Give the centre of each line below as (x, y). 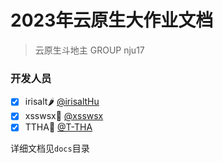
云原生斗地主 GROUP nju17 (89, 50)
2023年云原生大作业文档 (112, 20)
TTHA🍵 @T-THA (58, 127)
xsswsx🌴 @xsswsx (64, 116)
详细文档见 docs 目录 (50, 148)
